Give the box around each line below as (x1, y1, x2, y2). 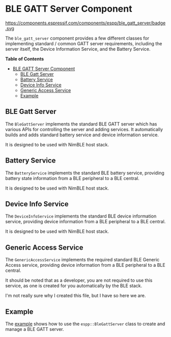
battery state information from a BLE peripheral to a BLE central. (5, 175, 140, 181)
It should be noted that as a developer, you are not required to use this (5, 278, 153, 284)
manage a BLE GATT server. (5, 326, 65, 332)
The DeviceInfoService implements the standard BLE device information (5, 213, 157, 219)
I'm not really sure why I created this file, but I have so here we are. (5, 293, 146, 299)
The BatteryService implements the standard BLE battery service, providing (5, 170, 164, 176)
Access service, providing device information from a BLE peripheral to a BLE (5, 262, 165, 268)
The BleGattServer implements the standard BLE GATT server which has (5, 120, 157, 127)
